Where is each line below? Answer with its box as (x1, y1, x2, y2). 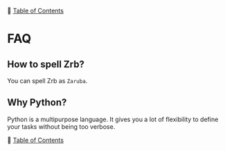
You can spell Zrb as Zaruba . (7, 77, 88, 85)
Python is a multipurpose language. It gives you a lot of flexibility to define (7, 115, 219, 123)
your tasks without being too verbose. (7, 122, 116, 131)
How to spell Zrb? (7, 58, 85, 70)
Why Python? (7, 97, 67, 109)
